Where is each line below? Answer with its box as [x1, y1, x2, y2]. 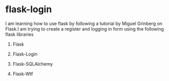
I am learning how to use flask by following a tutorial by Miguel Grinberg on [5, 20, 163, 26]
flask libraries [5, 31, 34, 37]
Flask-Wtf [12, 70, 33, 77]
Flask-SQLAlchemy [12, 61, 53, 67]
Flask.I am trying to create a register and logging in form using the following [5, 25, 164, 32]
